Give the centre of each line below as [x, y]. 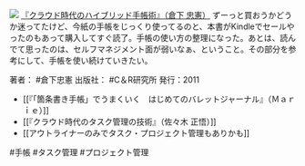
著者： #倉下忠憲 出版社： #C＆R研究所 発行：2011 [105, 80]
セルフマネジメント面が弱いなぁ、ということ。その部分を [180, 49]
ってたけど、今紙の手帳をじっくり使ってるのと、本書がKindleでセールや [160, 26]
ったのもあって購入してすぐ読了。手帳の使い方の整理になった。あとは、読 [149, 38]
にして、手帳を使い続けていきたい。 [85, 60]
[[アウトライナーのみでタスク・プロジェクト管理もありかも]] [136, 133]
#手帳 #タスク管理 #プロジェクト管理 [79, 152]
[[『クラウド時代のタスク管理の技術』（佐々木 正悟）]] [119, 122]
